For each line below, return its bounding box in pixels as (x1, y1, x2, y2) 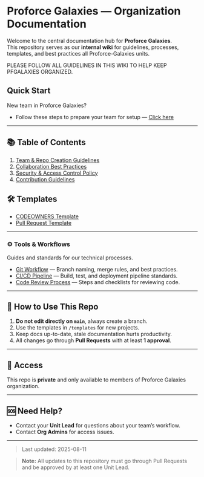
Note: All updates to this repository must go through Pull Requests (21, 458, 187, 465)
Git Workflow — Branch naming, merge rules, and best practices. (15, 265, 178, 273)
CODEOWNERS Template (15, 213, 79, 220)
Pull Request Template (15, 219, 72, 227)
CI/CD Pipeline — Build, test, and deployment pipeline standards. (15, 272, 178, 279)
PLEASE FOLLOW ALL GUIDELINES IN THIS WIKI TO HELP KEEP (7, 62, 167, 69)
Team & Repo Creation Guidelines (15, 156, 100, 164)
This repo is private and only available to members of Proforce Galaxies (7, 376, 186, 383)
